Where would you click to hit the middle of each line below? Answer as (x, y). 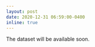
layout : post (22, 11)
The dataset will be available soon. (48, 39)
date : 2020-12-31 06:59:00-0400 (45, 17)
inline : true (22, 22)
